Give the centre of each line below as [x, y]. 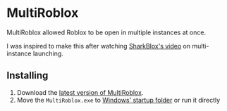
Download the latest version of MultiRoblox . [80, 92]
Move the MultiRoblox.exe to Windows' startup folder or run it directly [118, 100]
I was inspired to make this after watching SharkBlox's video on [99, 46]
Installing [27, 76]
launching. [48, 53]
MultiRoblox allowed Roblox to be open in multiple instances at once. [106, 32]
